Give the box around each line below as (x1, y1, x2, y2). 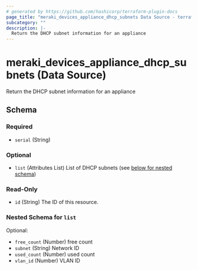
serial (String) (14, 136, 51, 143)
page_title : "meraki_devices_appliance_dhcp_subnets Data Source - (6, 14, 176, 20)
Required (6, 123, 33, 131)
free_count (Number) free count (14, 238, 93, 245)
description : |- (6, 25, 46, 31)
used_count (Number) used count (14, 251, 95, 258)
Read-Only (6, 185, 38, 193)
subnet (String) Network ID (14, 244, 80, 251)
